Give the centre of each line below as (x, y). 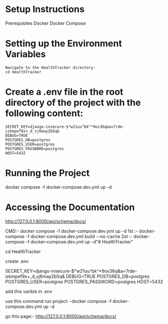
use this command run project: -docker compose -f (58, 301)
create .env (17, 261)
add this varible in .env (29, 291)
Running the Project (48, 173)
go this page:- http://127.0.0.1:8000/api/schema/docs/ (61, 316)
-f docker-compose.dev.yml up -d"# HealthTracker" (79, 241)
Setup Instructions (45, 9)
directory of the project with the (73, 103)
